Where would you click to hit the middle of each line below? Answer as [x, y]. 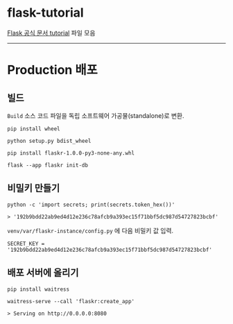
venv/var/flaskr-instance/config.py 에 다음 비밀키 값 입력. [90, 230]
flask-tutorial [46, 13]
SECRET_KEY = [26, 244]
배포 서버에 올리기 [43, 273]
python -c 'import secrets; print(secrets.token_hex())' [91, 205]
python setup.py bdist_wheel [49, 141]
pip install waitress [38, 289]
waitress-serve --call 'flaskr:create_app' [71, 301]
